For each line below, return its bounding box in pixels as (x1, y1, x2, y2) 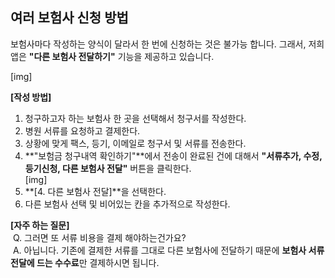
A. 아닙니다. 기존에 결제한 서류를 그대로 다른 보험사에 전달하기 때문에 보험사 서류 (12, 244, 325, 256)
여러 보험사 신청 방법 (10, 9, 129, 27)
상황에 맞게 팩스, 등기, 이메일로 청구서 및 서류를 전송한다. (24, 137, 247, 149)
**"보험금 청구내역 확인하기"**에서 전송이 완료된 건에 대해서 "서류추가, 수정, (24, 149, 323, 162)
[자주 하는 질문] (10, 219, 70, 231)
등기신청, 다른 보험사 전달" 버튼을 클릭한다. (24, 162, 192, 174)
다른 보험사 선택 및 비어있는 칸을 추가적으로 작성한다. (24, 198, 231, 210)
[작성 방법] (10, 91, 52, 103)
